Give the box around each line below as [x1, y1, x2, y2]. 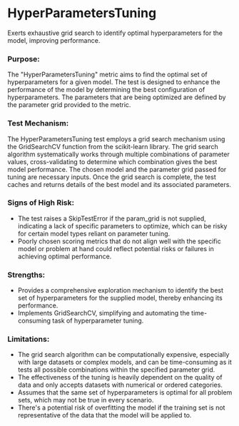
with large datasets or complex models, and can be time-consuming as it [17, 358, 232, 367]
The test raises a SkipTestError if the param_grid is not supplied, [17, 214, 207, 223]
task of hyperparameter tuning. [52, 316, 144, 325]
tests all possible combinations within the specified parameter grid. [17, 365, 215, 374]
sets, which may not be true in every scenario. [17, 396, 154, 405]
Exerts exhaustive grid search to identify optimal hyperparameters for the [7, 29, 223, 37]
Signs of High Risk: [7, 198, 75, 208]
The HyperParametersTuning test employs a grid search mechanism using [7, 134, 225, 143]
